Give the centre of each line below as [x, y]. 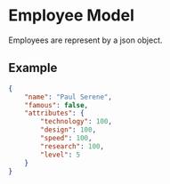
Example [33, 68]
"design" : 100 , [69, 130]
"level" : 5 [61, 155]
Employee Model [71, 16]
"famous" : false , [57, 105]
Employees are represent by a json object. [85, 40]
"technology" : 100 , [77, 122]
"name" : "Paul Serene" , [69, 97]
